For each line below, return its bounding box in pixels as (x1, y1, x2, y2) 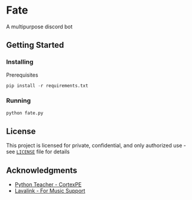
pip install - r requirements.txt (6, 83, 89, 88)
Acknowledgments (6, 165, 78, 175)
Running (6, 97, 31, 105)
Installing (6, 58, 34, 66)
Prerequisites (6, 71, 38, 78)
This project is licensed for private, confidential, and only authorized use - (6, 142, 186, 149)
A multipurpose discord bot (6, 23, 73, 30)
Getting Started (6, 40, 64, 50)
